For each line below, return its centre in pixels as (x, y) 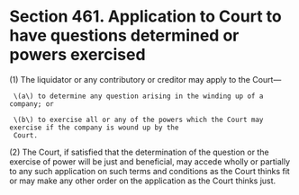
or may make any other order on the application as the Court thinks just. (143, 181)
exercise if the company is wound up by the (94, 128)
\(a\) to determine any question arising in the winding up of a (138, 96)
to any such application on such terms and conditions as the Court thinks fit (149, 171)
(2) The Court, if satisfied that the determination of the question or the (139, 152)
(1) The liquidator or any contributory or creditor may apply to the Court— (145, 79)
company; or (32, 104)
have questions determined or (124, 35)
